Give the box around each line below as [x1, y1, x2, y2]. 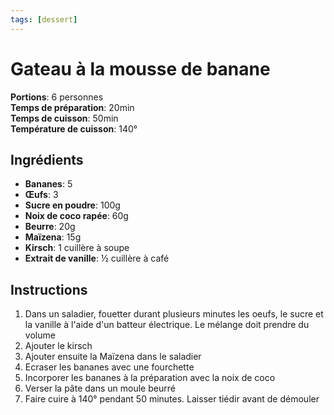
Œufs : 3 [24, 189, 59, 201]
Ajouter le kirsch [24, 340, 93, 352]
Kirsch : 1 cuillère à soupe [24, 242, 130, 254]
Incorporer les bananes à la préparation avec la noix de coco [24, 372, 276, 384]
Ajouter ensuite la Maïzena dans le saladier [24, 351, 202, 363]
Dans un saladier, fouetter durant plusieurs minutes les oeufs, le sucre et [24, 308, 324, 320]
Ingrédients [10, 151, 84, 168]
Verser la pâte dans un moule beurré [24, 382, 176, 395]
